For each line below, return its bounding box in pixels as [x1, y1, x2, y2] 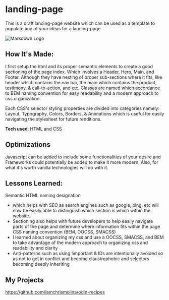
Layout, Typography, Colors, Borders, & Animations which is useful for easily [5, 110, 164, 116]
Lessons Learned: [5, 179, 63, 188]
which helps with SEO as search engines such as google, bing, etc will [12, 202, 159, 208]
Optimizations [5, 140, 50, 149]
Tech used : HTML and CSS [5, 126, 62, 132]
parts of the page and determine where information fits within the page [12, 223, 160, 230]
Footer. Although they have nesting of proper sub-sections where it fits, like [5, 74, 162, 80]
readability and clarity [12, 245, 58, 251]
